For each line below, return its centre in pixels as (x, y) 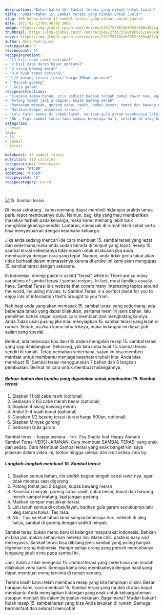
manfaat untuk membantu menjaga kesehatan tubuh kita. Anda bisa (73, 357)
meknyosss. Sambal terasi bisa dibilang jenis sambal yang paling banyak (78, 542)
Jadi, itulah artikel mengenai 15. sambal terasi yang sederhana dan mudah (79, 562)
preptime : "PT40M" (24, 169)
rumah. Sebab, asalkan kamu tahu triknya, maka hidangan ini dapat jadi (77, 327)
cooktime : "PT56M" (24, 173)
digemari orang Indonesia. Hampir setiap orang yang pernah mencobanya (79, 547)
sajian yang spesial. (25, 332)
